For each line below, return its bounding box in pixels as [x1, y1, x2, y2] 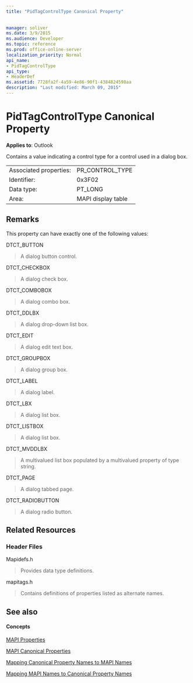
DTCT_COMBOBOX [6, 287, 52, 294]
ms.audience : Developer [6, 36, 64, 42]
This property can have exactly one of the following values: [6, 230, 149, 237]
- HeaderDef [6, 74, 35, 80]
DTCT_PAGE [6, 474, 36, 481]
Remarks [6, 215, 40, 225]
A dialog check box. [20, 275, 68, 282]
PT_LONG [76, 185, 104, 193]
